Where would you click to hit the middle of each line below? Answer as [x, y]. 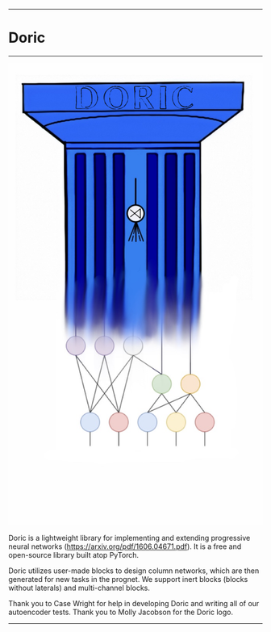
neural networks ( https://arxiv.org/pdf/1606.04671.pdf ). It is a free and [125, 546]
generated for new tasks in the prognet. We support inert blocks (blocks [128, 579]
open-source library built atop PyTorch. [74, 555]
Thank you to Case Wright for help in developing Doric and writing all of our [134, 603]
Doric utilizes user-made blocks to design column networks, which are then [134, 571]
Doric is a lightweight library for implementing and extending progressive [129, 538]
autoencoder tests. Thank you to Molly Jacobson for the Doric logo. [121, 612]
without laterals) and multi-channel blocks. [79, 588]
